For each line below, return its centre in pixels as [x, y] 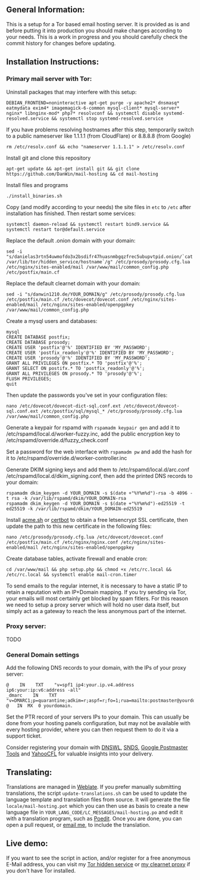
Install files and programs [37, 185]
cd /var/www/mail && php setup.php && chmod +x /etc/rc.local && [89, 569]
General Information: [46, 10]
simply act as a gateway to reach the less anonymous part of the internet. [96, 611]
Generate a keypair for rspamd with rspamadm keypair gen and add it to [93, 427]
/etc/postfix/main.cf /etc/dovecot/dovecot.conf [68, 299]
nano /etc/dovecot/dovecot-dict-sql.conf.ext [63, 406]
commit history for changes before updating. [61, 43]
